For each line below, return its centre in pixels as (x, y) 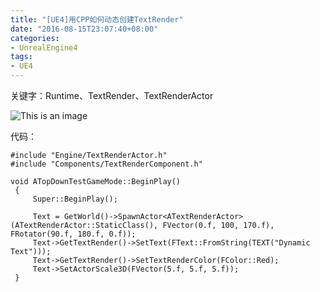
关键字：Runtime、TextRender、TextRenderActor (112, 95)
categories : (35, 38)
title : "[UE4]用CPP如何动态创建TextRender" (97, 19)
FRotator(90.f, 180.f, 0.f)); (73, 234)
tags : (21, 57)
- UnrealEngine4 (44, 47)
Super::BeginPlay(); (75, 199)
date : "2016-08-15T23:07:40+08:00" (84, 29)
